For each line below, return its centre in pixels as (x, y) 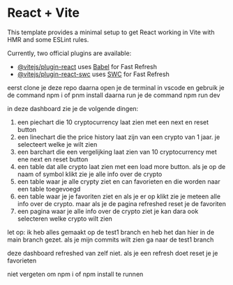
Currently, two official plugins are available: (69, 53)
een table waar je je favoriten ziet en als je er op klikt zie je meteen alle (119, 196)
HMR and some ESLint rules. (48, 39)
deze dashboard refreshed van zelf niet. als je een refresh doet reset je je (113, 253)
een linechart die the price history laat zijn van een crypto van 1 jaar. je (119, 137)
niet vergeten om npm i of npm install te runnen (75, 274)
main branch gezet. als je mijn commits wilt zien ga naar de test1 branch (111, 240)
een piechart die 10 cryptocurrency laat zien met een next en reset (113, 122)
